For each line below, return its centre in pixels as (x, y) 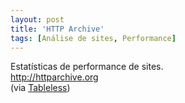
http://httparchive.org (54, 77)
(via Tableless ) (40, 88)
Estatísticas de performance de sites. (87, 67)
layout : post (37, 19)
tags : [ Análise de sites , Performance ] (93, 38)
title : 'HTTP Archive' (57, 29)
